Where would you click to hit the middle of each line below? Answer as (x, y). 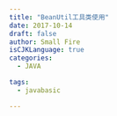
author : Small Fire (45, 42)
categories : (31, 58)
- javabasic (39, 90)
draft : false (33, 33)
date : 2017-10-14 (41, 25)
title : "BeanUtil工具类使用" (59, 17)
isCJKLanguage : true (47, 50)
